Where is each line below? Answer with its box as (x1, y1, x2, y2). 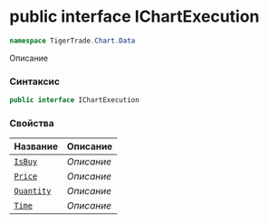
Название (14, 140, 59, 153)
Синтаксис (9, 75, 61, 88)
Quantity (14, 186, 52, 196)
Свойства (9, 117, 54, 129)
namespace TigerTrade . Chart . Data (9, 36, 136, 45)
